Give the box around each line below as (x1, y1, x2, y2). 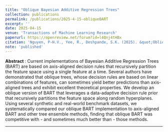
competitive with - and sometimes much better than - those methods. (5, 116, 148, 122)
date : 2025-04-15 (5, 26, 41, 31)
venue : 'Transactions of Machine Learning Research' (5, 30, 117, 35)
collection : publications (5, 12, 59, 17)
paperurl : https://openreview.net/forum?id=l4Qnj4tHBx (5, 35, 122, 40)
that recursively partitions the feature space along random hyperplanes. (5, 95, 153, 101)
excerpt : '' (5, 21, 30, 26)
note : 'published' (5, 44, 43, 49)
